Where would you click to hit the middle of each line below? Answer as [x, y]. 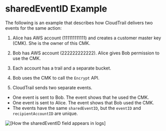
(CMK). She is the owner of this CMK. [51, 43]
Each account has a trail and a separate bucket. [62, 68]
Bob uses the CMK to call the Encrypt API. [56, 78]
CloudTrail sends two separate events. [52, 87]
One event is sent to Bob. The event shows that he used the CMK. [81, 97]
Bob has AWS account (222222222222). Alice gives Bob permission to [86, 53]
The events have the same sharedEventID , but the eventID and [77, 108]
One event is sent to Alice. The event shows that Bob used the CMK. [83, 103]
